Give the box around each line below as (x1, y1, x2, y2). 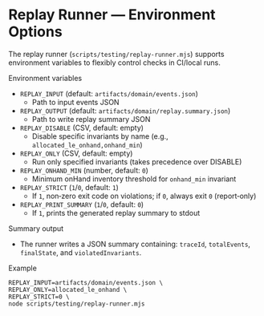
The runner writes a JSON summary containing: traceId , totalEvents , (19, 239, 251, 249)
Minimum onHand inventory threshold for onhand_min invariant (31, 174, 237, 184)
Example (8, 263, 38, 273)
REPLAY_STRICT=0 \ (8, 293, 70, 301)
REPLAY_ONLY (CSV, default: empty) (19, 148, 133, 158)
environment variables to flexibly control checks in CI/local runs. (8, 58, 221, 67)
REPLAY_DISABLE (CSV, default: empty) (19, 123, 144, 132)
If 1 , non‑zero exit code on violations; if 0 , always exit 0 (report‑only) (31, 191, 257, 201)
